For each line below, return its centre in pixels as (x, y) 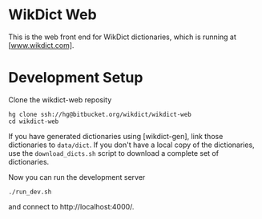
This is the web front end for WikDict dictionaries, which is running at (122, 37)
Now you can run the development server (77, 177)
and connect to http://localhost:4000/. (71, 206)
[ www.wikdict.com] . (41, 45)
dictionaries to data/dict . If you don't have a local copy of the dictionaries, (131, 145)
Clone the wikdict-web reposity (60, 100)
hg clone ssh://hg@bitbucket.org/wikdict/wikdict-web (100, 114)
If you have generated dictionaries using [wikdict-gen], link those (116, 136)
